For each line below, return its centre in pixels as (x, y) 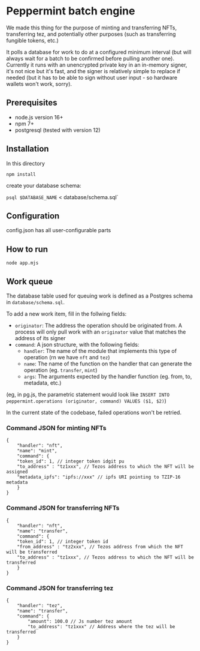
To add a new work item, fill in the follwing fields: (66, 314)
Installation (28, 149)
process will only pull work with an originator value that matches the (100, 332)
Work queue (30, 281)
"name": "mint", (37, 451)
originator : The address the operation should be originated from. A (99, 325)
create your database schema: (44, 185)
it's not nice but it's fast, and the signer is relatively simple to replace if (93, 71)
